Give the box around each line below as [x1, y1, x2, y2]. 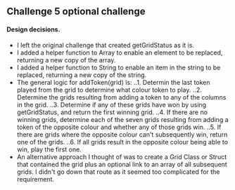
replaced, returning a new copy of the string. [16, 70, 147, 79]
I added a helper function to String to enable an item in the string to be [16, 63, 221, 72]
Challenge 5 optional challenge [6, 6, 146, 18]
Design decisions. [6, 25, 61, 34]
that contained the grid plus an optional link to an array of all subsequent [16, 160, 228, 168]
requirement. [16, 175, 54, 183]
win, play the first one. [16, 145, 82, 154]
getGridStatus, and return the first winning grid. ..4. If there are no [16, 108, 208, 116]
